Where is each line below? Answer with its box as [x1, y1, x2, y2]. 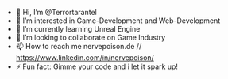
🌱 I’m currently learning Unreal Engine [15, 24, 141, 33]
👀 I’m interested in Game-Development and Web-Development [15, 16, 221, 25]
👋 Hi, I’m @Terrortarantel [15, 8, 97, 17]
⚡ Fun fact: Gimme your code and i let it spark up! [15, 62, 179, 71]
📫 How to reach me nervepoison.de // [15, 42, 142, 51]
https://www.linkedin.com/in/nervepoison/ [15, 53, 155, 62]
